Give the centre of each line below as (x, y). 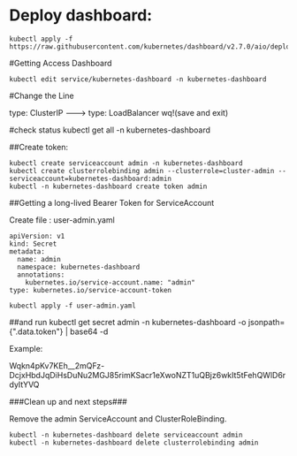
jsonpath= (267, 322)
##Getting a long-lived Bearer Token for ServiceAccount (112, 202)
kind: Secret (33, 244)
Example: (26, 348)
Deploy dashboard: (81, 15)
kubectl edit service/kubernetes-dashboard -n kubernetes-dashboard (138, 79)
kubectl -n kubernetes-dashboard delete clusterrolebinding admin (134, 443)
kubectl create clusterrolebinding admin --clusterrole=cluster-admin (142, 171)
